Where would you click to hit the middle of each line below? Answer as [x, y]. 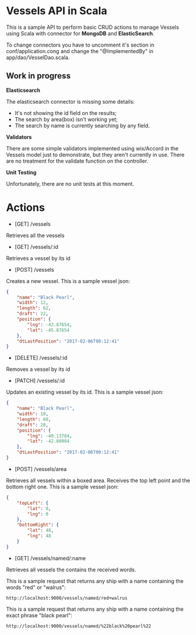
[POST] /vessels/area [41, 469]
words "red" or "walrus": [36, 587]
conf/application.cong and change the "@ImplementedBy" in [80, 51]
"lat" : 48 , [41, 531]
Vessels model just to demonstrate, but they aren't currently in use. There [95, 154]
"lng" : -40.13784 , [50, 436]
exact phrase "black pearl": [39, 615]
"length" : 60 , [34, 419]
